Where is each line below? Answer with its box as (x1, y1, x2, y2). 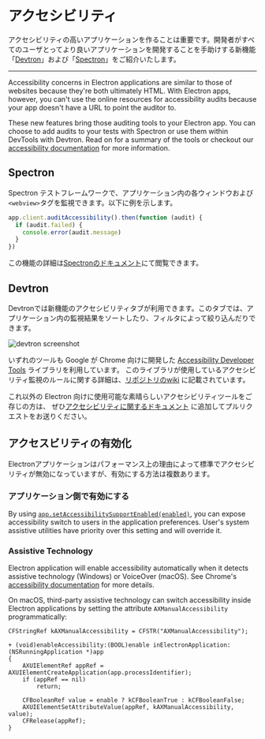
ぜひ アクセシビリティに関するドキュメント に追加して (50, 401, 226, 411)
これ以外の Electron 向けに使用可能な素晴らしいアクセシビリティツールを (8, 391, 246, 401)
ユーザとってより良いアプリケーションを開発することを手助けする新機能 (21, 44, 256, 54)
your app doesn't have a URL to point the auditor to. (8, 103, 177, 112)
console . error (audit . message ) (22, 228, 122, 237)
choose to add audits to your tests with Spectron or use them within (8, 126, 229, 136)
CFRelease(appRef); (22, 717, 87, 726)
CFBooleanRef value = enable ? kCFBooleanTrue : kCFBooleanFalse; (22, 696, 245, 704)
